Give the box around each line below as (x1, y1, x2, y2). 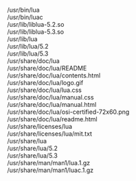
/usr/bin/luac (7, 13, 43, 21)
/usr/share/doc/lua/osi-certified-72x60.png (7, 108, 130, 116)
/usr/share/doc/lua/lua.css (7, 86, 82, 94)
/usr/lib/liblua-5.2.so (7, 21, 65, 28)
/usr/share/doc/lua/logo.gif (7, 79, 84, 86)
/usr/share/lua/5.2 (7, 144, 58, 152)
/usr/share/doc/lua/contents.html (7, 71, 101, 80)
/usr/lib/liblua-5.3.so (7, 27, 65, 36)
